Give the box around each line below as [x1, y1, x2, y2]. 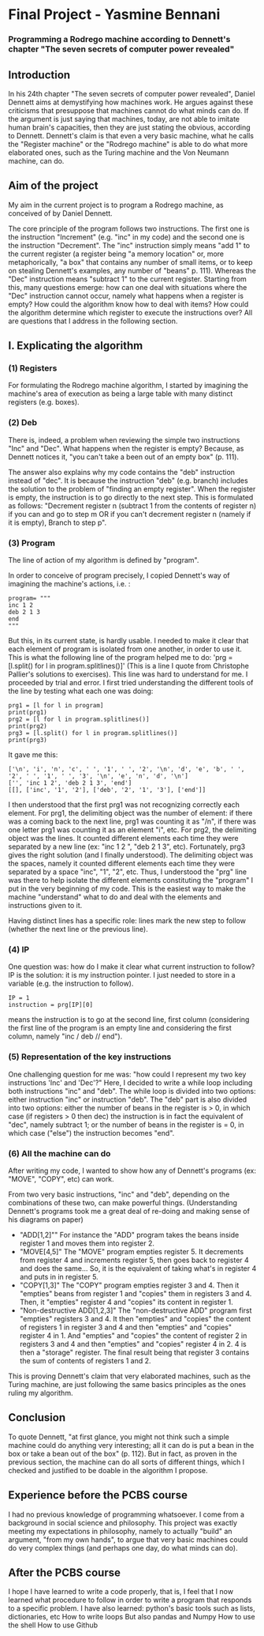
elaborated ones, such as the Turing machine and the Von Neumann [8, 148, 229, 157]
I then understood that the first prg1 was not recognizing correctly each [8, 800, 240, 809]
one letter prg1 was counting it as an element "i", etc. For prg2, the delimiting [8, 825, 257, 835]
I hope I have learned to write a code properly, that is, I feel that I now [8, 1587, 234, 1596]
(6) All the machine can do [8, 1148, 111, 1159]
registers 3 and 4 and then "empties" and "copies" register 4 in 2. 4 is [19, 1339, 247, 1348]
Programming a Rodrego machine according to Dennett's [8, 34, 231, 45]
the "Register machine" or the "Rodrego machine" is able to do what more [8, 139, 248, 149]
